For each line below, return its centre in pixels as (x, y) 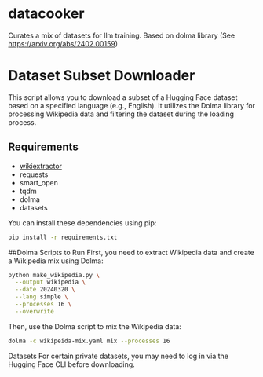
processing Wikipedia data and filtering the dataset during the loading (121, 114)
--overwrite (35, 311)
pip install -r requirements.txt (63, 237)
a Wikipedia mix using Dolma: (56, 261)
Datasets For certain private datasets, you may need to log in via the (119, 356)
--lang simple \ (42, 297)
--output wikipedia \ (51, 282)
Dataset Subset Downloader (102, 76)
